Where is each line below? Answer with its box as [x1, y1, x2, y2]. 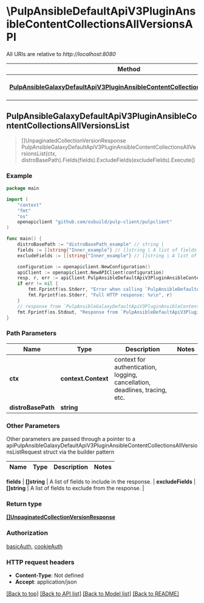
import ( [6, 196, 29, 202]
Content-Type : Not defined [15, 571, 84, 579]
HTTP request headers [6, 558, 75, 566]
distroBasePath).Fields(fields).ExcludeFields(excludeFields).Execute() [21, 156, 195, 163]
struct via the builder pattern [42, 448, 114, 455]
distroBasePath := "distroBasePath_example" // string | [17, 241, 165, 248]
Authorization [6, 529, 49, 537]
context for [114, 355, 146, 363]
